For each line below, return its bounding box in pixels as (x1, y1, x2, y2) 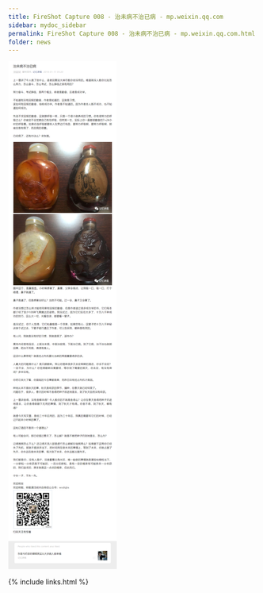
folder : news (8, 38, 51, 46)
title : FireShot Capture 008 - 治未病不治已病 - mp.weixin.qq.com (8, 13, 224, 21)
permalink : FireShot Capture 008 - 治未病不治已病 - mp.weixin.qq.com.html (8, 29, 256, 37)
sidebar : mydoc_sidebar (8, 21, 87, 29)
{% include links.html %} (8, 577, 89, 587)
